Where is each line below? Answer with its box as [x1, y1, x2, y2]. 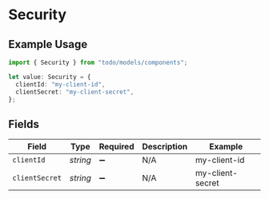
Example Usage [8, 38, 88, 51]
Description [142, 141, 188, 153]
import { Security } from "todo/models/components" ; [8, 58, 188, 66]
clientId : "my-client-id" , [15, 80, 106, 89]
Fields [8, 117, 40, 131]
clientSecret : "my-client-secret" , [15, 88, 134, 96]
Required [98, 141, 134, 153]
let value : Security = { [8, 73, 91, 81]
